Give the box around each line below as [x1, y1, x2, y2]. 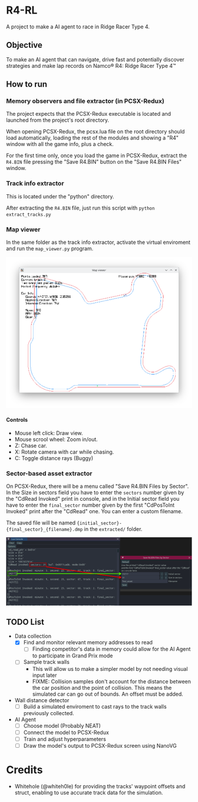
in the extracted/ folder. [84, 525, 143, 532]
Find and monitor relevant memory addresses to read [23, 639, 153, 646]
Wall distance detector [14, 696, 70, 703]
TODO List [6, 617, 44, 627]
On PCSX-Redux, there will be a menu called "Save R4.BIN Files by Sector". [6, 482, 189, 490]
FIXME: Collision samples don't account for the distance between [32, 677, 192, 685]
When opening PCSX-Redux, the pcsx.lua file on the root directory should [6, 128, 185, 135]
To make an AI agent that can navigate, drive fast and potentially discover [6, 56, 184, 63]
